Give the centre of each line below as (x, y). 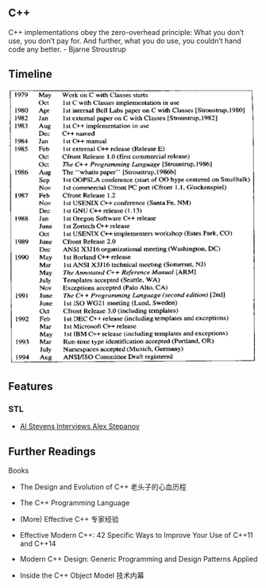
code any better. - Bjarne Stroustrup (67, 49)
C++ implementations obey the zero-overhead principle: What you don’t (126, 32)
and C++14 (38, 543)
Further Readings (52, 452)
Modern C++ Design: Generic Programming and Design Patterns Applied (139, 559)
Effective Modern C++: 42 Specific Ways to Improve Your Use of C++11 (136, 535)
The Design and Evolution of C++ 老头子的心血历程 (103, 487)
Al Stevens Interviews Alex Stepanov (80, 426)
